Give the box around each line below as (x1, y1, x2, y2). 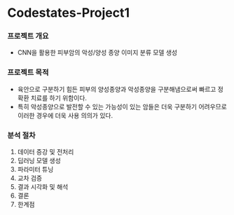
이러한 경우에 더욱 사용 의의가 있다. (17, 111, 113, 120)
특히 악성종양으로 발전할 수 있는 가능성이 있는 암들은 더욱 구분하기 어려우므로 (17, 102, 228, 111)
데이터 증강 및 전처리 (17, 148, 74, 156)
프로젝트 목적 (7, 68, 49, 78)
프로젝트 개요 (7, 32, 49, 41)
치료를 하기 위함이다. (30, 93, 88, 102)
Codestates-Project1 (7, 5, 130, 21)
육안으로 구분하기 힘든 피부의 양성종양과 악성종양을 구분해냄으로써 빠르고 (17, 85, 216, 93)
